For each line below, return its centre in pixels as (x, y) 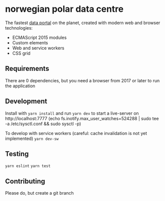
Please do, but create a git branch (39, 193)
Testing (17, 154)
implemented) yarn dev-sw (32, 138)
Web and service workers (38, 48)
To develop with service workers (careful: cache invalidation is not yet (76, 133)
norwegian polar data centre (65, 9)
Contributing (25, 181)
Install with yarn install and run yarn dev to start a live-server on (72, 113)
